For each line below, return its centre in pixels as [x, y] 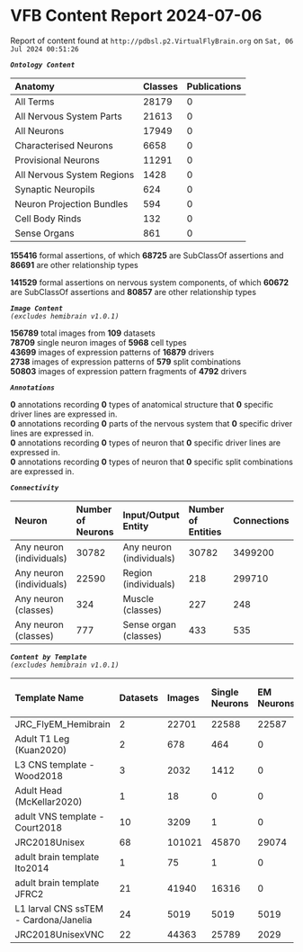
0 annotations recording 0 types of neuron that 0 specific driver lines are [146, 443]
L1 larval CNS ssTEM [59, 908]
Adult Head [39, 790]
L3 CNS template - [55, 764]
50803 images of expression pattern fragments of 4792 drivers [129, 371]
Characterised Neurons [64, 145]
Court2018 [38, 827]
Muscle [138, 598]
